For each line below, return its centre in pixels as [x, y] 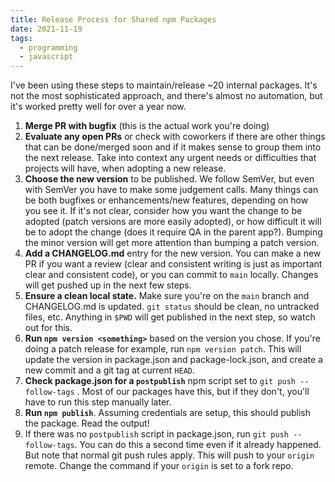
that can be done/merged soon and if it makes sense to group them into [173, 147]
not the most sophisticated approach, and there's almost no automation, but [166, 96]
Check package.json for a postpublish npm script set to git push [160, 381]
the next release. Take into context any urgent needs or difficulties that [170, 158]
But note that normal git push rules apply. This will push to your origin [169, 455]
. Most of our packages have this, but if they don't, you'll [193, 392]
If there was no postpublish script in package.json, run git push [157, 434]
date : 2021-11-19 [46, 29]
